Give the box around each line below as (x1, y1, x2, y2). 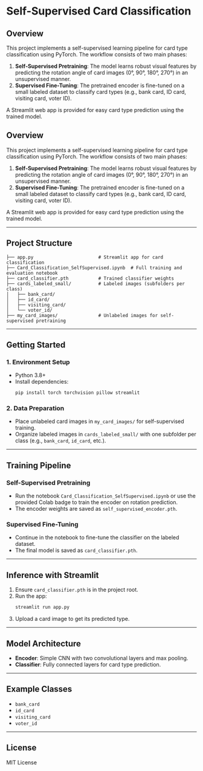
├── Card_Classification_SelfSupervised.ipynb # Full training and (6, 264, 182, 271)
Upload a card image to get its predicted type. (14, 615, 130, 623)
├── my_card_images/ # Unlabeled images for (6, 312, 158, 318)
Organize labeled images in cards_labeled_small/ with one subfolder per (14, 431, 196, 438)
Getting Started (6, 340, 66, 350)
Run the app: (14, 592, 47, 600)
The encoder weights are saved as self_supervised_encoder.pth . (14, 505, 178, 513)
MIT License (6, 758, 37, 766)
